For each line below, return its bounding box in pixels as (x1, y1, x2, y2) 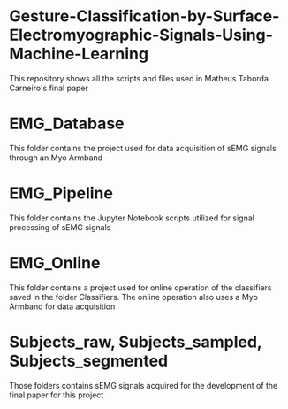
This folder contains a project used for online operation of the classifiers (9, 282, 272, 293)
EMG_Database (9, 113, 125, 134)
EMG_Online (9, 253, 101, 273)
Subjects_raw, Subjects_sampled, (9, 332, 262, 351)
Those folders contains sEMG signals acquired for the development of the (9, 380, 278, 390)
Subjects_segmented (9, 351, 169, 371)
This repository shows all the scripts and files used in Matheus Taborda (9, 73, 269, 83)
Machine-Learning (9, 44, 148, 64)
